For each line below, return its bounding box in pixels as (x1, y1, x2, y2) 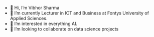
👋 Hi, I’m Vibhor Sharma (10, 5, 60, 10)
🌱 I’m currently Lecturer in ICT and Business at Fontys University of (10, 10, 149, 16)
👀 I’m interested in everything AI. (10, 20, 78, 26)
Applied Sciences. (10, 15, 48, 21)
